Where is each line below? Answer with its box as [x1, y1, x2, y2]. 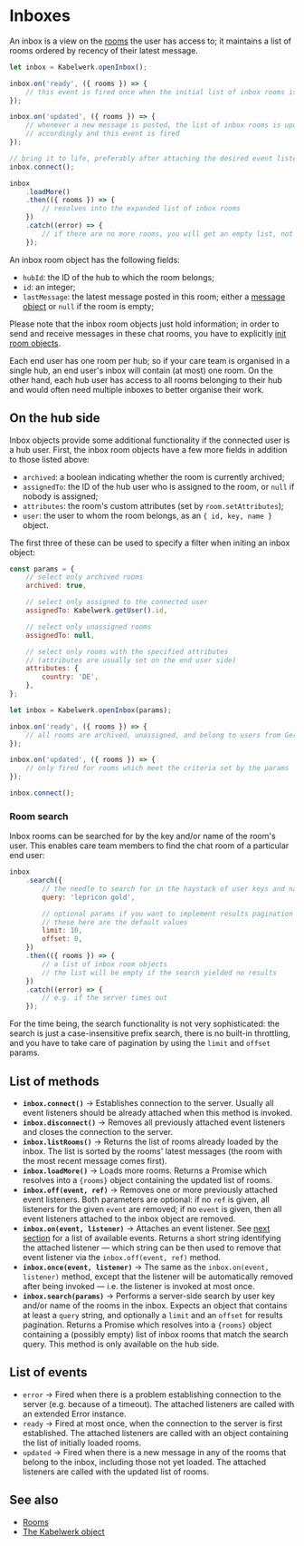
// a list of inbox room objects [42, 959, 168, 969]
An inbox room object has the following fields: [9, 254, 181, 265]
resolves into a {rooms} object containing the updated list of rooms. [22, 1174, 273, 1185]
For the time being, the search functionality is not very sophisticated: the [9, 1018, 280, 1030]
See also [9, 1492, 59, 1508]
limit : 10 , [42, 926, 83, 935]
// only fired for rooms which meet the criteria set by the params [25, 764, 290, 773]
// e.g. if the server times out [42, 993, 168, 1003]
